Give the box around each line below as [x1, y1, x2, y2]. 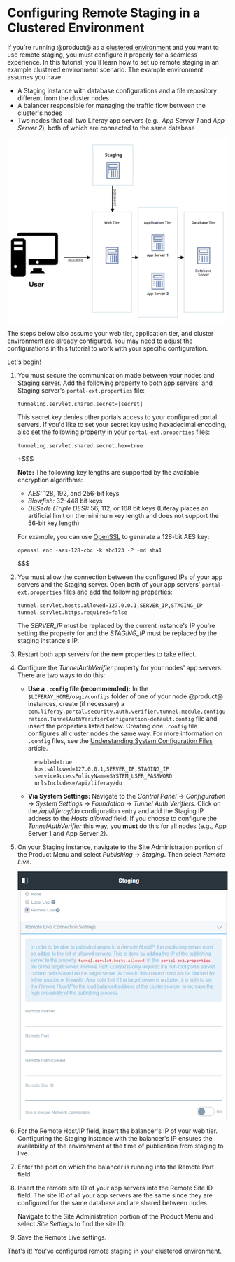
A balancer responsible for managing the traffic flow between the [17, 101, 206, 109]
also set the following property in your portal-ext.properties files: [17, 428, 211, 436]
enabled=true [34, 759, 72, 766]
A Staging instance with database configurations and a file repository [17, 86, 218, 95]
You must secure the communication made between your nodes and [17, 372, 215, 380]
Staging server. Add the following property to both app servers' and [17, 379, 213, 387]
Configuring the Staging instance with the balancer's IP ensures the [17, 1134, 213, 1143]
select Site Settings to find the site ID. [17, 1220, 126, 1228]
